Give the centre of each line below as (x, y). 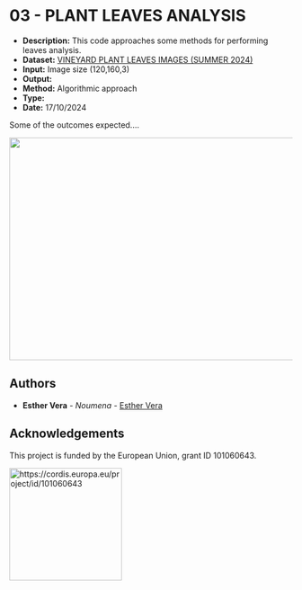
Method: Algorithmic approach (80, 88)
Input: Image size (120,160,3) (76, 69)
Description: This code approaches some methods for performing (145, 40)
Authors (33, 384)
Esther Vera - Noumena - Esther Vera (93, 405)
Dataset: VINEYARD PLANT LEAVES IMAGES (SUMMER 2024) (138, 59)
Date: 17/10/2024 (54, 107)
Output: (37, 78)
